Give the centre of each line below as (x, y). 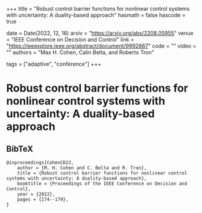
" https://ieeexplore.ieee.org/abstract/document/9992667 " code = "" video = (101, 46)
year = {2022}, (36, 194)
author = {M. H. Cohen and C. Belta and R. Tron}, (82, 168)
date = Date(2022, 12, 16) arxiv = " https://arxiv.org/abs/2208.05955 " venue (100, 33)
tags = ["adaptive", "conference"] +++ (54, 64)
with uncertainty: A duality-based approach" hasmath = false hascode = (96, 15)
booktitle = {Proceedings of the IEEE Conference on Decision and (102, 184)
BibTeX (20, 149)
